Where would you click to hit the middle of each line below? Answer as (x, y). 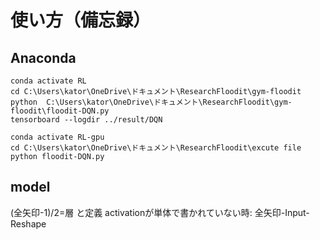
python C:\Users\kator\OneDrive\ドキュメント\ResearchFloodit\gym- (151, 102)
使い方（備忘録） (81, 20)
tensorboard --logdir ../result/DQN (86, 120)
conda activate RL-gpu (57, 137)
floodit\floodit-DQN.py (60, 111)
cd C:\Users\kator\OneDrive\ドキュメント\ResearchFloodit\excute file (156, 148)
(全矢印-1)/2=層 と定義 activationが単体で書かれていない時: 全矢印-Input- (160, 212)
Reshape (28, 223)
